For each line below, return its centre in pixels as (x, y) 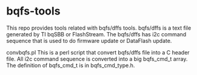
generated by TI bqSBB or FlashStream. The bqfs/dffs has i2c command (96, 34)
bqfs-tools (33, 11)
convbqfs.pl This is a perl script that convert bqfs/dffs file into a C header (98, 52)
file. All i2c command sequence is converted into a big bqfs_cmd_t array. (97, 59)
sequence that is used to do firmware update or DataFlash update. (89, 41)
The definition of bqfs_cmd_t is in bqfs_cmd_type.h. (71, 65)
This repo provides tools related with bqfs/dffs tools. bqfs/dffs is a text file (99, 28)
